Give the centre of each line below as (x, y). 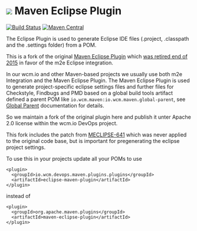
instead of (18, 196)
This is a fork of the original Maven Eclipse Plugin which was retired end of (97, 56)
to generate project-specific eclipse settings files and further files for (90, 86)
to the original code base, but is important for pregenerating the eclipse (93, 141)
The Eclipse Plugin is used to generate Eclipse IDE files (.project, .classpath (98, 38)
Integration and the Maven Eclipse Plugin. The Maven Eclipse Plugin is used (98, 80)
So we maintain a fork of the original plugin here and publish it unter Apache (99, 117)
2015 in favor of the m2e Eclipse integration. (60, 63)
